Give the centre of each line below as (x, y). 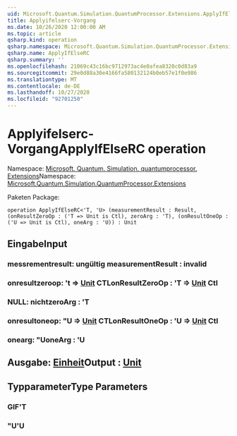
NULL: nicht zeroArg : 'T (48, 302)
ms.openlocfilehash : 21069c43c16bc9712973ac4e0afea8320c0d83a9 (102, 66)
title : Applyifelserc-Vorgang (52, 20)
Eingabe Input (37, 244)
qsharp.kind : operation (42, 40)
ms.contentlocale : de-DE (44, 86)
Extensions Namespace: (42, 176)
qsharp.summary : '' (36, 60)
